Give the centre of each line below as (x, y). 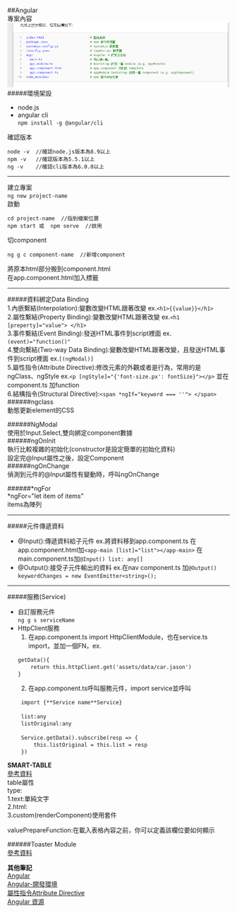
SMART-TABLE (30, 765)
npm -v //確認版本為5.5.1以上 (51, 159)
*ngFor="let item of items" (45, 496)
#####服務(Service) (37, 597)
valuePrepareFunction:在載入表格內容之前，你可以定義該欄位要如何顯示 (111, 830)
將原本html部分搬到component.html (59, 269)
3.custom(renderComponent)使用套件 (62, 815)
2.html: (18, 807)
